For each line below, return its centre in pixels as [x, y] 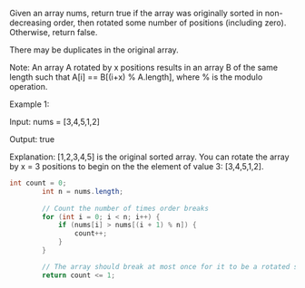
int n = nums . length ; [83, 191]
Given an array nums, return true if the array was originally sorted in [136, 13]
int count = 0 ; [38, 183]
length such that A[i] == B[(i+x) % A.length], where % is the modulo [136, 77]
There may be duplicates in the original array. [94, 50]
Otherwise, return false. [54, 32]
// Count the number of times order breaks [125, 208]
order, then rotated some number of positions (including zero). [170, 23]
